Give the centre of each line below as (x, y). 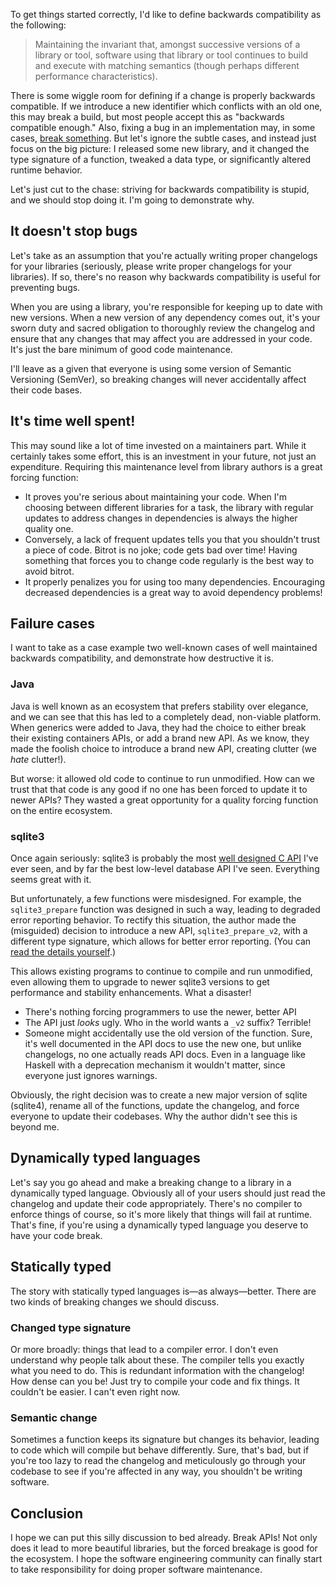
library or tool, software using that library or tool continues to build (171, 55)
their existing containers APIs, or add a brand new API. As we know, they (160, 738)
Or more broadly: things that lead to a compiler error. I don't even (144, 1349)
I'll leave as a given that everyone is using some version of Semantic (151, 368)
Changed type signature (71, 1327)
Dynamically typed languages (105, 1158)
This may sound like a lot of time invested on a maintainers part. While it (158, 445)
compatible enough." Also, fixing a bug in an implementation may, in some (163, 127)
